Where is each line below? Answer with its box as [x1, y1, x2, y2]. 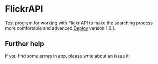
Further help [5, 40, 45, 48]
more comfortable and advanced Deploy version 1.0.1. [5, 25, 116, 31]
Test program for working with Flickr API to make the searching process [5, 20, 153, 26]
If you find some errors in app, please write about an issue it [5, 53, 129, 59]
